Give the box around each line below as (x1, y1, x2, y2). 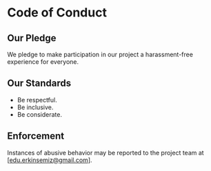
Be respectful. (17, 95, 57, 104)
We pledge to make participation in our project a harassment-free (7, 50, 193, 58)
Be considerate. (17, 110, 63, 118)
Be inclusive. (17, 103, 54, 111)
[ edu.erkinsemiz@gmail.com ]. (7, 156, 92, 164)
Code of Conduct (7, 5, 107, 21)
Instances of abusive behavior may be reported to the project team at (7, 148, 205, 157)
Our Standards (7, 78, 72, 89)
